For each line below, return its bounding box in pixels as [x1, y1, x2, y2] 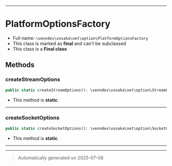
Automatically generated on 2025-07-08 [17, 154, 104, 161]
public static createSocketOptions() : [5, 126, 88, 131]
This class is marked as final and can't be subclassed [12, 40, 126, 46]
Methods [5, 61, 35, 69]
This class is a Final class [12, 45, 68, 52]
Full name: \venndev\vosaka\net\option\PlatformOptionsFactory [12, 35, 148, 41]
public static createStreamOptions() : [5, 87, 88, 92]
